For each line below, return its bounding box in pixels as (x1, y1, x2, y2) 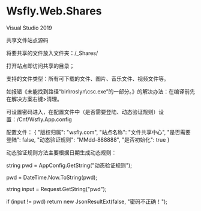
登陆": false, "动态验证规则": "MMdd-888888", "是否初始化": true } (6, 136, 170, 143)
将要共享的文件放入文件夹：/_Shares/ (6, 49, 98, 57)
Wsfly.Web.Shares (6, 4, 102, 18)
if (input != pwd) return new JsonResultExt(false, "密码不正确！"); (6, 198, 168, 205)
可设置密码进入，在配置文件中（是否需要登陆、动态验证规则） (6, 108, 159, 115)
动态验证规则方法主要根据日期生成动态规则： (6, 149, 117, 156)
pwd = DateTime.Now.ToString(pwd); (6, 174, 98, 181)
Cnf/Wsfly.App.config (19, 116, 72, 123)
